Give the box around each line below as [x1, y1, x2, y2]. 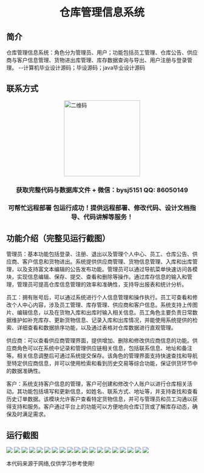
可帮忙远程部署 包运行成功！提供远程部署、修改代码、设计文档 [8, 203, 190, 212]
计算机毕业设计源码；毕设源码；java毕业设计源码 [23, 64, 146, 71]
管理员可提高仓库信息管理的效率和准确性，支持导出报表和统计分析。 [16, 281, 187, 288]
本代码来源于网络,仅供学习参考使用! [6, 460, 95, 468]
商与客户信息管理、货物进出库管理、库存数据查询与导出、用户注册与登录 [6, 56, 187, 64]
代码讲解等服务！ [83, 213, 134, 221]
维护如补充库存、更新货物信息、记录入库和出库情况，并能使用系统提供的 [11, 316, 192, 324]
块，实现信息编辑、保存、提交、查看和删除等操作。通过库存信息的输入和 [6, 273, 187, 281]
